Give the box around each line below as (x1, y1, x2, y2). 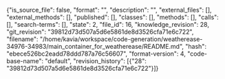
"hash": (184, 43, 207, 50)
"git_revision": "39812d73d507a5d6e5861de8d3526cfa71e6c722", (6, 27, 194, 36)
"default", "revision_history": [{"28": (45, 57, 147, 65)
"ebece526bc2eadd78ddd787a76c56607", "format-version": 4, (6, 49, 186, 58)
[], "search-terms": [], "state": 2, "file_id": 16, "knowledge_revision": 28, (6, 21, 209, 28)
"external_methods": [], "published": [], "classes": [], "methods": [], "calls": (6, 13, 219, 21)
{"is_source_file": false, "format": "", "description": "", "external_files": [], (6, 6, 212, 14)
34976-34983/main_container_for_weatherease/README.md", (6, 43, 184, 50)
